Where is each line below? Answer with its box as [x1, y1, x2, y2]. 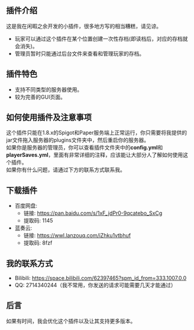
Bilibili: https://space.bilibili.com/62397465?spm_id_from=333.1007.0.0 [14, 275, 187, 282]
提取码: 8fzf [23, 239, 53, 246]
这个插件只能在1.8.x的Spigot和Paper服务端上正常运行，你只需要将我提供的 [6, 129, 187, 137]
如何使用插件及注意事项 [6, 112, 92, 123]
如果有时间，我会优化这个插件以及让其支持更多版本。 [6, 317, 136, 325]
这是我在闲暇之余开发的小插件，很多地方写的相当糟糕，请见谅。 [6, 23, 161, 30]
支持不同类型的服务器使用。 [14, 85, 83, 93]
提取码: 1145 [23, 217, 53, 224]
